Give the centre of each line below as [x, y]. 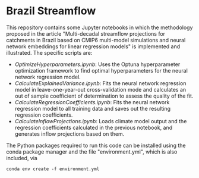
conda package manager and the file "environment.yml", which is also [92, 152]
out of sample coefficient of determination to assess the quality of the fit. [104, 96]
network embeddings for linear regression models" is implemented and [93, 46]
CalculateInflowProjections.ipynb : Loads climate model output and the [101, 121]
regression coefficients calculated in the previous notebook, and [94, 127]
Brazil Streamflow [51, 11]
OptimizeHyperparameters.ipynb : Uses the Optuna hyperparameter [97, 64]
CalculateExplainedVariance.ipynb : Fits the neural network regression [100, 83]
